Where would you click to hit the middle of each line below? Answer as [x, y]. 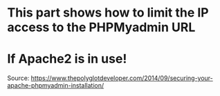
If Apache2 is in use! [67, 59]
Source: [18, 78]
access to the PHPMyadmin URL [101, 27]
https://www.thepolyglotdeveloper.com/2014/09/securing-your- [122, 78]
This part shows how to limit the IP [108, 13]
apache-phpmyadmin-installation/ [56, 86]
